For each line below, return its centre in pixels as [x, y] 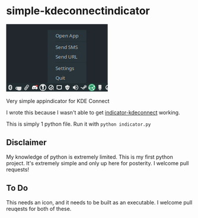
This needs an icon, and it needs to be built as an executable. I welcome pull [99, 202]
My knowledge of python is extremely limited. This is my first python [90, 157]
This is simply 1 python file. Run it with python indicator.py [79, 124]
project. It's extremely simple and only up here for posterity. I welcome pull [98, 163]
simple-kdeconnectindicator [78, 11]
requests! [18, 169]
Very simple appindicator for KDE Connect [58, 101]
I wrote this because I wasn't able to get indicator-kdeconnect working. [93, 112]
